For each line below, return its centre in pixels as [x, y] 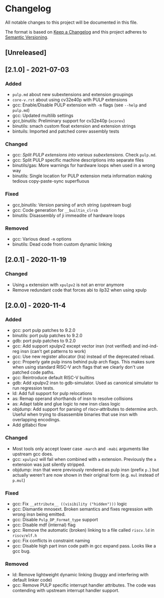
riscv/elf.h [24, 536]
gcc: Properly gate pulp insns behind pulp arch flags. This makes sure [83, 362]
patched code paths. [33, 372]
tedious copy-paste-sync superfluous [51, 181]
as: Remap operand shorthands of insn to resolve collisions [73, 399]
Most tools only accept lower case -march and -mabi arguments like [81, 448]
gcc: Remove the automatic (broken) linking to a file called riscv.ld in [83, 530]
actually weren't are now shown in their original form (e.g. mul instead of [86, 475]
